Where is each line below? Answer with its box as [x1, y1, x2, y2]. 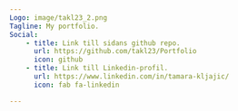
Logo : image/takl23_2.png [9, 13, 107, 23]
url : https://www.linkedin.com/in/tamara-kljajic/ [33, 72, 230, 81]
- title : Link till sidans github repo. [25, 38, 181, 48]
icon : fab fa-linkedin [33, 80, 120, 89]
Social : [9, 30, 39, 39]
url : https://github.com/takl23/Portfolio [33, 47, 197, 56]
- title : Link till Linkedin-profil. [25, 64, 169, 73]
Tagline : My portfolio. [9, 22, 100, 31]
